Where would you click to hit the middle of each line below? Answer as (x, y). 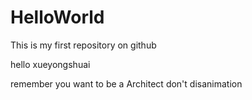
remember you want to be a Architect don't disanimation (126, 83)
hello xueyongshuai (50, 64)
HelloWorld (57, 17)
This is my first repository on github (83, 45)
